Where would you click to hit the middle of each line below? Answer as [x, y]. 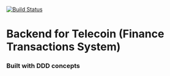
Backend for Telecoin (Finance [85, 34]
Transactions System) [64, 47]
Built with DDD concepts [43, 66]
